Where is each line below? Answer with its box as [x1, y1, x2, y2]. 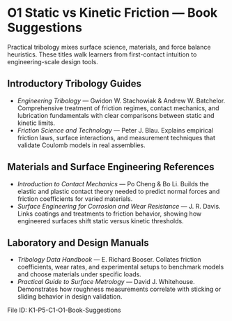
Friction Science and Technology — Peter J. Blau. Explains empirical [17, 126, 214, 134]
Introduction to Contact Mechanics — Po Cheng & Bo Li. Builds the [17, 179, 209, 188]
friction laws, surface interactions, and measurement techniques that [17, 133, 216, 142]
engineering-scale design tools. [7, 57, 99, 66]
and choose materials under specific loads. [17, 270, 141, 278]
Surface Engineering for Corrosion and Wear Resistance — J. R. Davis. [17, 202, 221, 210]
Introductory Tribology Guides [7, 78, 141, 90]
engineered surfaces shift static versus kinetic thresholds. [17, 216, 185, 225]
